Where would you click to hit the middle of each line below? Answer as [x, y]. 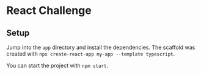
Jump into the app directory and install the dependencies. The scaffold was [101, 47]
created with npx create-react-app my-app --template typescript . [91, 54]
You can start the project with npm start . [57, 65]
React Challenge [49, 11]
